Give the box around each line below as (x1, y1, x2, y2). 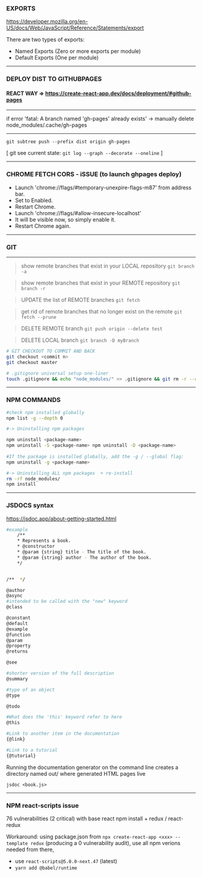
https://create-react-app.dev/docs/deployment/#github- (44, 89, 192, 97)
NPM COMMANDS (6, 396, 61, 404)
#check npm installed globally (6, 409, 85, 415)
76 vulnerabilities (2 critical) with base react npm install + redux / (6, 815, 167, 822)
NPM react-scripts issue (6, 801, 79, 809)
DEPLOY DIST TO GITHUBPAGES (6, 75, 102, 83)
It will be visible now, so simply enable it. (14, 216, 116, 223)
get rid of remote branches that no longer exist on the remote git (20, 308, 183, 315)
